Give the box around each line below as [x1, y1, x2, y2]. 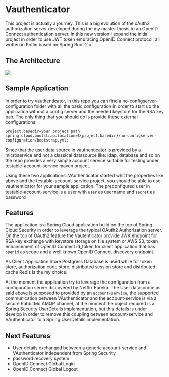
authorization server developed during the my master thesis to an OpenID [5, 25, 158, 31]
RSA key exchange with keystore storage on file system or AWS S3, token [5, 238, 158, 244]
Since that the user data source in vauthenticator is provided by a [5, 147, 141, 153]
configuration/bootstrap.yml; [5, 137, 69, 143]
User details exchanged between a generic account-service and [12, 345, 146, 351]
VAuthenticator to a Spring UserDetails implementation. [5, 317, 120, 323]
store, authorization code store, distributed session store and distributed [5, 264, 156, 270]
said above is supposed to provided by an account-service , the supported [5, 290, 159, 296]
